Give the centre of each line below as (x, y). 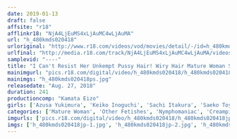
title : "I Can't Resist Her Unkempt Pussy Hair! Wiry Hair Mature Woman (116, 66)
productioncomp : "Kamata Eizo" (53, 99)
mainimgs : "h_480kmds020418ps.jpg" (60, 79)
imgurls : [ (23, 118)
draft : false (26, 20)
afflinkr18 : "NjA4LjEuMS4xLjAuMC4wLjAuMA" (71, 33)
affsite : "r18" (30, 27)
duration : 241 (28, 92)
